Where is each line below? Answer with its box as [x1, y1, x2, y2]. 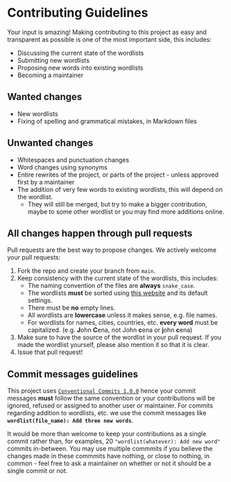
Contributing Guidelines [7, 5, 148, 21]
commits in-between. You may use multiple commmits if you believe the [7, 444, 213, 453]
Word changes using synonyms [17, 163, 108, 171]
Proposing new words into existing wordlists [17, 63, 144, 72]
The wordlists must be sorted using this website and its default [27, 289, 208, 297]
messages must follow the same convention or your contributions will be [7, 394, 215, 403]
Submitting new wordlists [17, 56, 90, 64]
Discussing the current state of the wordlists [17, 49, 144, 57]
